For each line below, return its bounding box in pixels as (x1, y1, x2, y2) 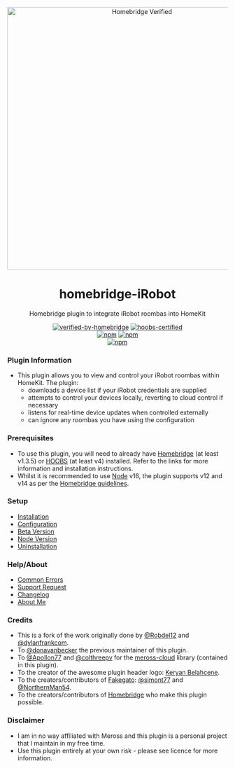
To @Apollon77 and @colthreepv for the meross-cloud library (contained (17, 653, 228, 662)
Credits (7, 615, 33, 625)
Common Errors (17, 575, 64, 584)
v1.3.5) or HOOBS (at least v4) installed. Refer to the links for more (17, 456, 208, 465)
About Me (17, 598, 47, 606)
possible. (17, 698, 44, 706)
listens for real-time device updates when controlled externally (27, 408, 208, 417)
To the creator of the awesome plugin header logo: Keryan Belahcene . (17, 669, 220, 677)
